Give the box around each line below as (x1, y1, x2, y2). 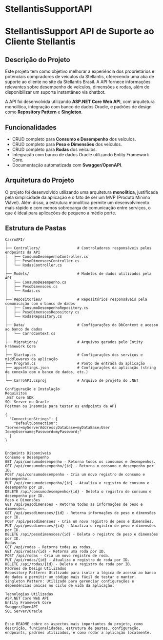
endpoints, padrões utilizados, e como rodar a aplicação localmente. (5, 630, 152, 635)
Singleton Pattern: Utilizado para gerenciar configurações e (5, 578, 134, 584)
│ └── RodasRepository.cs (5, 314, 62, 319)
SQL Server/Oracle (5, 609, 42, 614)
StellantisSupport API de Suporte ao (5, 26, 155, 37)
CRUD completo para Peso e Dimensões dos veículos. (12, 142, 122, 147)
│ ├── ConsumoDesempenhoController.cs (5, 254, 89, 259)
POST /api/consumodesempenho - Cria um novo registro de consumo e (5, 472, 145, 477)
